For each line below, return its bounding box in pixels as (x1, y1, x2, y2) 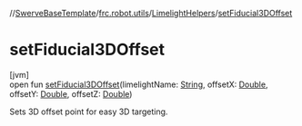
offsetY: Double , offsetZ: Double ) (9, 88, 133, 99)
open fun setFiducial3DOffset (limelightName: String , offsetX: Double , (9, 79, 268, 90)
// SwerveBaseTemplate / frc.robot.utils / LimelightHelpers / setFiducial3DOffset (9, 8, 293, 18)
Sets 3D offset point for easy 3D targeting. (9, 106, 168, 117)
